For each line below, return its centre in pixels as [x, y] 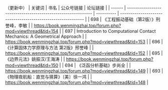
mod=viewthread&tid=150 [32, 65]
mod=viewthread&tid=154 [32, 31]
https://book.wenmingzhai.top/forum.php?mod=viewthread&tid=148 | [77, 82]
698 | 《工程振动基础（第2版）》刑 [125, 19]
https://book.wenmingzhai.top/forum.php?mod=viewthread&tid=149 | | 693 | [84, 71]
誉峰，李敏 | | [19, 25]
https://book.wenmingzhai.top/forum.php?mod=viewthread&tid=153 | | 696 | [84, 42]
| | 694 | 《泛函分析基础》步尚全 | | [95, 65]
